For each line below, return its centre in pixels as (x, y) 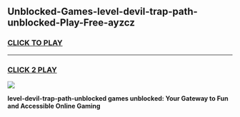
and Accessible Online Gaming (54, 106)
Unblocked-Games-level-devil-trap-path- (102, 12)
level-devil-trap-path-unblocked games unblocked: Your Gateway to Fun (118, 98)
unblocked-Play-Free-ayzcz (71, 23)
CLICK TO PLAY (35, 43)
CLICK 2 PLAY (32, 69)
